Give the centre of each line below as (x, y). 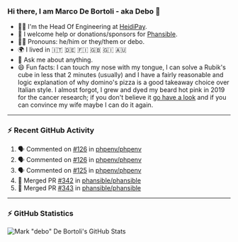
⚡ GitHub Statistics (40, 213)
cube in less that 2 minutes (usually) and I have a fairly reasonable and (120, 75)
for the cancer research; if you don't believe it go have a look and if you (122, 98)
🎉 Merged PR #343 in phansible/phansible (79, 188)
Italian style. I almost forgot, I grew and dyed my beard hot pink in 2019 (121, 90)
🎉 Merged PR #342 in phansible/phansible (79, 180)
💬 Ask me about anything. (55, 60)
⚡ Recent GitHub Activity (51, 130)
